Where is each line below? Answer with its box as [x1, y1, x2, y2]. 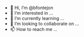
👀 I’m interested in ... [10, 10, 53, 16]
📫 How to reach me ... [10, 26, 58, 32]
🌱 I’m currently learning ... [10, 15, 65, 21]
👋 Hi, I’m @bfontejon [10, 5, 53, 10]
